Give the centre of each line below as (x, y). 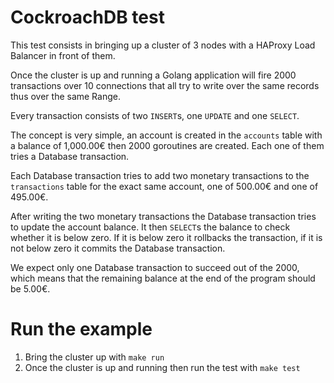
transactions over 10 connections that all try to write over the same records (165, 85)
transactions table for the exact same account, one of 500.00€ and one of (164, 186)
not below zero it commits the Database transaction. (118, 248)
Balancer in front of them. (63, 55)
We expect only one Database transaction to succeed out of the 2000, (155, 267)
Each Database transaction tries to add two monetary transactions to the (160, 175)
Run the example (81, 329)
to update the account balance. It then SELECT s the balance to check (150, 227)
